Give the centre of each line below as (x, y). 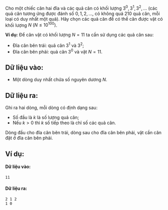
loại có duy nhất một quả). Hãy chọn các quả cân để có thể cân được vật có (84, 19)
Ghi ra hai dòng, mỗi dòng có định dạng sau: (51, 108)
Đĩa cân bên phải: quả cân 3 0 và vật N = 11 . (57, 51)
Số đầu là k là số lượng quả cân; (46, 118)
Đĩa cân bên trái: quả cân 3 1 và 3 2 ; (48, 45)
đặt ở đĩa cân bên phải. (29, 138)
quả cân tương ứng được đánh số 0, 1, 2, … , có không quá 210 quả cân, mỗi (82, 13)
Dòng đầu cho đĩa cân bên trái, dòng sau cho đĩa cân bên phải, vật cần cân (83, 133)
